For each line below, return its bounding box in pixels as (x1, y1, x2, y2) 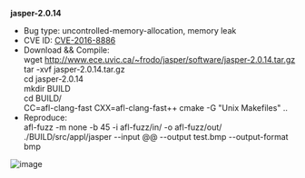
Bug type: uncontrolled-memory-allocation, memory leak (23, 25, 237, 35)
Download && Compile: (23, 44, 110, 55)
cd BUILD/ (23, 93, 63, 104)
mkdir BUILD (23, 84, 71, 94)
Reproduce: (23, 113, 67, 123)
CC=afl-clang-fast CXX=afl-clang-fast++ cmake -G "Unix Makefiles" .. (23, 103, 289, 113)
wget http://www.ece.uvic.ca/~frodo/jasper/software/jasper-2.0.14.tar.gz (23, 54, 296, 64)
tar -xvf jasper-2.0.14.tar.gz (23, 64, 125, 74)
